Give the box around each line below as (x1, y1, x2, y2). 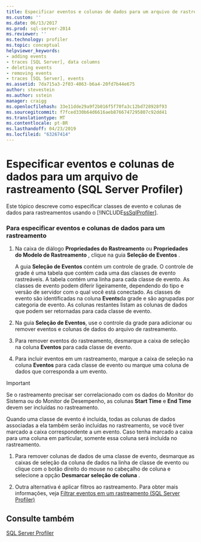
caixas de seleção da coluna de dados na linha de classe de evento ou (14, 459, 190, 466)
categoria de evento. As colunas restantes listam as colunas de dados (14, 301, 188, 309)
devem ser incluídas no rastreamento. (6, 404, 100, 411)
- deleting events (6, 64, 52, 71)
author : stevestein (6, 87, 55, 93)
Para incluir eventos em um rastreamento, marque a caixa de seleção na (14, 355, 193, 363)
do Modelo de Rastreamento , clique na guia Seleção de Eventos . (14, 251, 181, 258)
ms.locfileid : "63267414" (6, 131, 71, 138)
